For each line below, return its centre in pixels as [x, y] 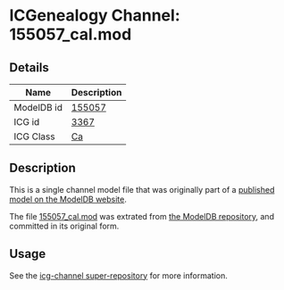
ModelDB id [38, 108]
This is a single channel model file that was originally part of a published [142, 189]
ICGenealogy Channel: [95, 16]
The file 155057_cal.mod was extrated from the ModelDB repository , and [142, 216]
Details [29, 67]
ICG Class [34, 137]
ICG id [27, 122]
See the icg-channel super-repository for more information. [118, 275]
